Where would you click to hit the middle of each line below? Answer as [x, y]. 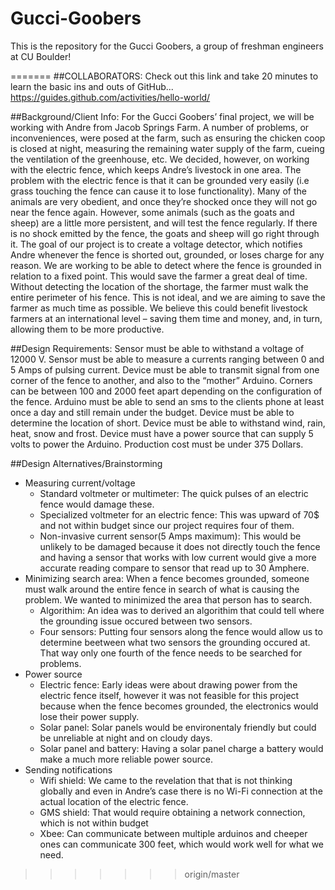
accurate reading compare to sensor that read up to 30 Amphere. [174, 568]
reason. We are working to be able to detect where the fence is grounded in [166, 265]
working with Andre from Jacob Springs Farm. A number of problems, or [160, 127]
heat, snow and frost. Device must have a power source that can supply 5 [162, 433]
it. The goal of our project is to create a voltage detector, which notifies [156, 244]
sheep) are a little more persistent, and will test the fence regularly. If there [164, 223]
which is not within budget [94, 823]
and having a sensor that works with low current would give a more [178, 557]
